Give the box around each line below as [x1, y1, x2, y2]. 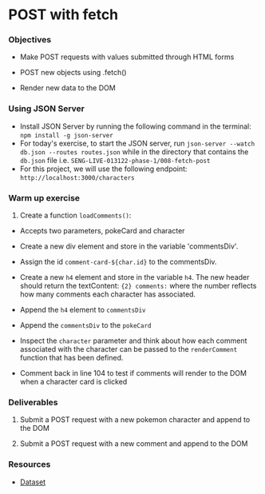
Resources [8, 459, 51, 470]
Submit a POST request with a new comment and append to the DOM [19, 439, 248, 448]
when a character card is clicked [19, 377, 128, 387]
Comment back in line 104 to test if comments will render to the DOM [19, 369, 247, 378]
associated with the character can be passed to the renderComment [19, 345, 238, 354]
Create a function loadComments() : [19, 210, 132, 221]
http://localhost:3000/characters [19, 173, 135, 181]
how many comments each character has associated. [19, 289, 196, 299]
